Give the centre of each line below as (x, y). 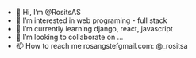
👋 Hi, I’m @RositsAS (48, 12)
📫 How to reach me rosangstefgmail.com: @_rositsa (102, 46)
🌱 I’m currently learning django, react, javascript (94, 29)
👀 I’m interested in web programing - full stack (91, 20)
